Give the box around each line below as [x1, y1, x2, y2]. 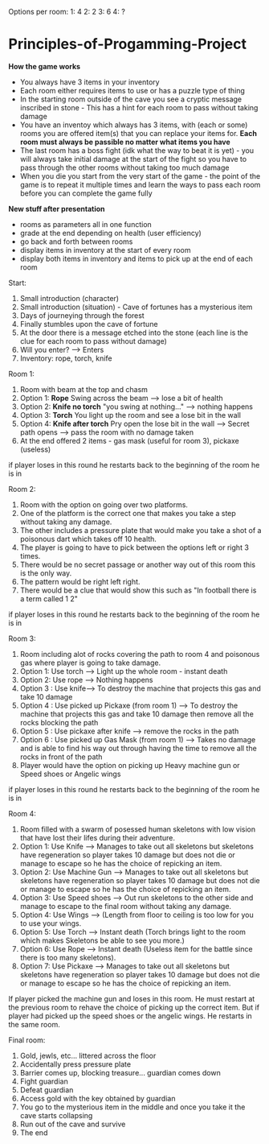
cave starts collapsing [19, 1110, 93, 1120]
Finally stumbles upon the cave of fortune [19, 319, 158, 328]
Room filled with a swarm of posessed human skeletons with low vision [19, 824, 256, 834]
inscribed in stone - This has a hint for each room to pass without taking [19, 102, 259, 112]
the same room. [8, 1019, 60, 1029]
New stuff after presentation [8, 204, 106, 213]
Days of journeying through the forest [19, 310, 145, 320]
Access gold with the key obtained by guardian [19, 1093, 176, 1103]
